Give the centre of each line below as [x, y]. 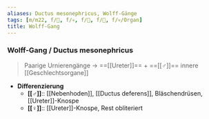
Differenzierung [40, 86]
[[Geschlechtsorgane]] [56, 72]
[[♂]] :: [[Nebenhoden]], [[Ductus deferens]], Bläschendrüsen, [115, 93]
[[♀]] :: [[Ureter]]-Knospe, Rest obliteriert [85, 108]
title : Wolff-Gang [33, 26]
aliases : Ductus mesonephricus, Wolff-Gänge [72, 13]
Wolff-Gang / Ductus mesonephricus [70, 50]
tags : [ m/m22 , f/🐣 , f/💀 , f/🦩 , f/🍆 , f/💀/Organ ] [75, 20]
